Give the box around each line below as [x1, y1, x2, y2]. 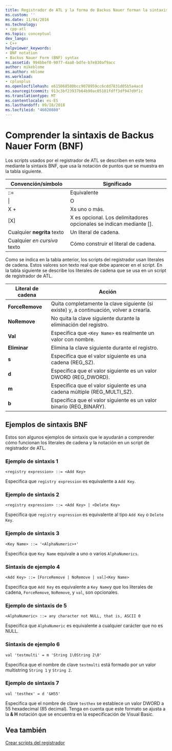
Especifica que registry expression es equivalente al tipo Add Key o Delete [5, 511, 164, 518]
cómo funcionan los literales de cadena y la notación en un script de [5, 439, 149, 445]
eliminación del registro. [51, 321, 109, 328]
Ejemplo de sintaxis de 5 [5, 602, 68, 609]
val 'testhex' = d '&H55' [5, 691, 60, 696]
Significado [102, 180, 132, 187]
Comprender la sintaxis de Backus [5, 130, 154, 141]
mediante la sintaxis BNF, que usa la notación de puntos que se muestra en [5, 162, 164, 169]
